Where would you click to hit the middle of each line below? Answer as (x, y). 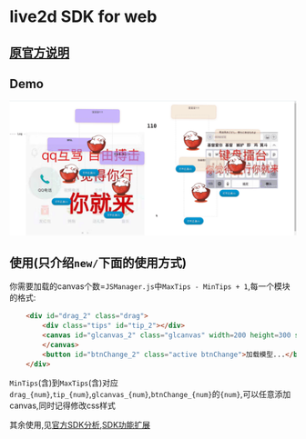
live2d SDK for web (83, 17)
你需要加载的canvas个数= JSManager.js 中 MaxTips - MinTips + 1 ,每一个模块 (150, 286)
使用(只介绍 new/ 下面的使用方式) (98, 263)
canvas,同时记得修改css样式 (62, 405)
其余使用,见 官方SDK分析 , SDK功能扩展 (80, 424)
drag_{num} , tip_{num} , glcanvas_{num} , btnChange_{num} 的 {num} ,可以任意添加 (150, 394)
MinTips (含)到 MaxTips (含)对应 (64, 383)
